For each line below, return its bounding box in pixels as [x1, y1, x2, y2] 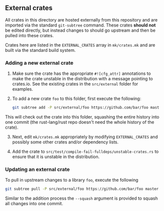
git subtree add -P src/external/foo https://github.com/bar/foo [12, 105, 148, 110]
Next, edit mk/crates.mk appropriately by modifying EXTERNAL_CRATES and [12, 134, 158, 140]
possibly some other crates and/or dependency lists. [12, 139, 119, 145]
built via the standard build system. [5, 47, 76, 53]
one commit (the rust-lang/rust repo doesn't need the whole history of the [5, 119, 154, 125]
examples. [12, 86, 33, 92]
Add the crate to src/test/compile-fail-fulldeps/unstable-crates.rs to [12, 148, 159, 154]
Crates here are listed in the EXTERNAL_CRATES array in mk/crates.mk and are [5, 42, 156, 48]
